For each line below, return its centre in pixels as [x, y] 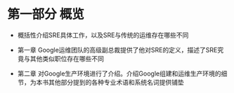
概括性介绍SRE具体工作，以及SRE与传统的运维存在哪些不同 [103, 35]
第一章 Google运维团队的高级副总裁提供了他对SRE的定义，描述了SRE [117, 50]
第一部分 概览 [46, 14]
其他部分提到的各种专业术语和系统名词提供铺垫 [116, 82]
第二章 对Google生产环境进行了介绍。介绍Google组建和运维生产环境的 [119, 73]
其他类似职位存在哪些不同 [67, 58]
